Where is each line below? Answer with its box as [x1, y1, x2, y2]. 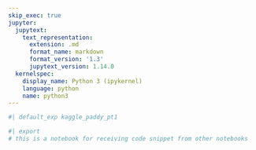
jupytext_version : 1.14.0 [28, 63, 114, 71]
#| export [8, 127, 41, 136]
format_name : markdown [28, 48, 104, 56]
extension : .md [28, 41, 80, 49]
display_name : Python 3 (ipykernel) [22, 77, 143, 85]
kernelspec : [15, 70, 55, 78]
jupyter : [8, 19, 37, 27]
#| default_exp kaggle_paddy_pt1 [8, 113, 118, 122]
